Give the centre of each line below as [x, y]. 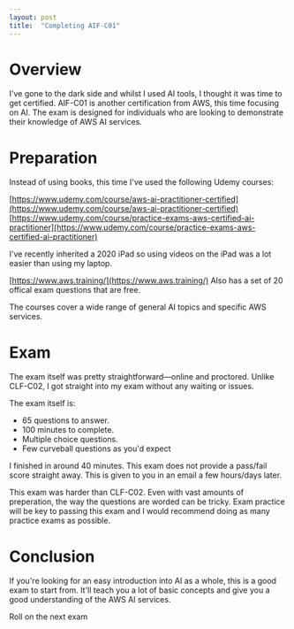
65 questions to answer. [66, 420]
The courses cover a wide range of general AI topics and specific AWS [138, 307]
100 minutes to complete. [68, 430]
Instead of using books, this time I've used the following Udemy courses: [141, 182]
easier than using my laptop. [61, 264]
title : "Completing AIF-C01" [65, 26]
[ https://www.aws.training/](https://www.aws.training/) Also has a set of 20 [146, 280]
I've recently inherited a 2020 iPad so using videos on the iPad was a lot [140, 254]
